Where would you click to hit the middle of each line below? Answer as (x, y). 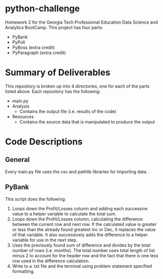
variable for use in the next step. (45, 240)
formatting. (23, 271)
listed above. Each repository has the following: (53, 91)
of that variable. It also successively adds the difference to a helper (80, 235)
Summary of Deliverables (58, 73)
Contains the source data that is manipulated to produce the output (87, 122)
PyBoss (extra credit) (34, 47)
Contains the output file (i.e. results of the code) (68, 111)
